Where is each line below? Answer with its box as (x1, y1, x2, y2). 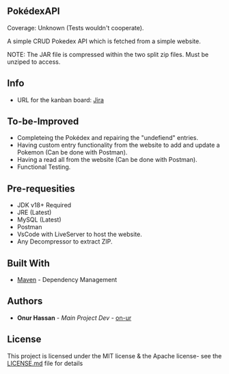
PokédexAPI (7, 5, 60, 17)
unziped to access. (7, 58, 61, 66)
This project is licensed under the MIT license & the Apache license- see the (7, 351, 222, 360)
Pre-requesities (7, 183, 75, 194)
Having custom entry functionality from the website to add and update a (16, 141, 220, 150)
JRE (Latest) (16, 209, 52, 217)
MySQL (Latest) (16, 215, 62, 224)
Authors (7, 295, 43, 307)
